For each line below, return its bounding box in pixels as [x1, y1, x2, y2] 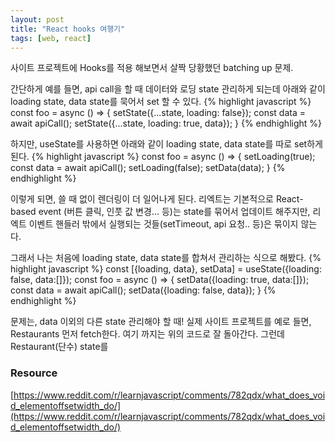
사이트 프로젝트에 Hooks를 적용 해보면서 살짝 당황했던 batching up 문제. [10, 62, 294, 74]
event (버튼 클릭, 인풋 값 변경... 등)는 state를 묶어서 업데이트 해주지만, [38, 206, 311, 218]
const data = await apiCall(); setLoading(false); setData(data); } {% [10, 162, 286, 174]
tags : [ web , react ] [10, 33, 92, 43]
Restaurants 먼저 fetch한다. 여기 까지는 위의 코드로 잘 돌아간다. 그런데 [10, 328, 285, 340]
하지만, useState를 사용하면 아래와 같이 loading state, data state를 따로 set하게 [10, 138, 323, 150]
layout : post [10, 14, 65, 25]
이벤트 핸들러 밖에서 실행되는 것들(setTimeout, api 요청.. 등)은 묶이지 [28, 218, 299, 230]
